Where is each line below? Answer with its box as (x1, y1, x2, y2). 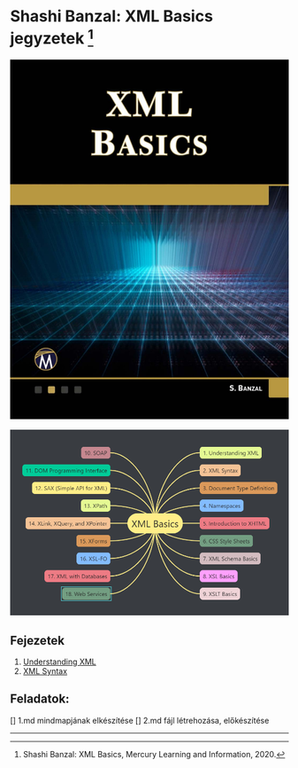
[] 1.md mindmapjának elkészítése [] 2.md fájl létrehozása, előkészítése (10, 715, 270, 725)
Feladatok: (10, 692, 70, 707)
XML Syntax (22, 666, 68, 677)
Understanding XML (22, 656, 96, 667)
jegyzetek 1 (10, 25, 94, 49)
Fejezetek (10, 632, 65, 648)
